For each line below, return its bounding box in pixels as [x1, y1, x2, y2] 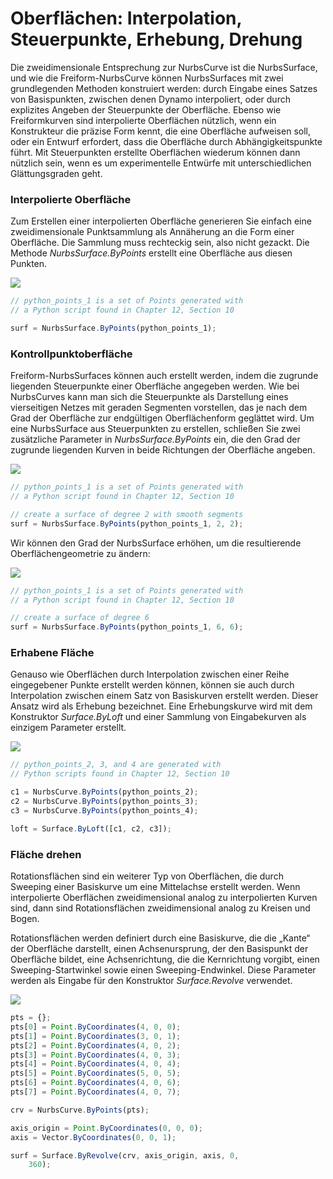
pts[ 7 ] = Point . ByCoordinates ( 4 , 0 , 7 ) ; [10, 1087, 182, 1097]
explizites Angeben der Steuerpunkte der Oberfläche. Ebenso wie [10, 103, 282, 116]
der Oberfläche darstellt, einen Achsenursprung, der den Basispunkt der [10, 943, 309, 954]
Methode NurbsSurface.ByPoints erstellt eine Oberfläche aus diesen [10, 247, 293, 259]
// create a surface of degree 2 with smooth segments [10, 509, 244, 519]
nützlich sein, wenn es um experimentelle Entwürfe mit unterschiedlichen [10, 157, 312, 169]
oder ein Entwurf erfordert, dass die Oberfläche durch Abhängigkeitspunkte [10, 135, 323, 147]
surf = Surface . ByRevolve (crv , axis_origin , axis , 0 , [10, 1150, 240, 1161]
